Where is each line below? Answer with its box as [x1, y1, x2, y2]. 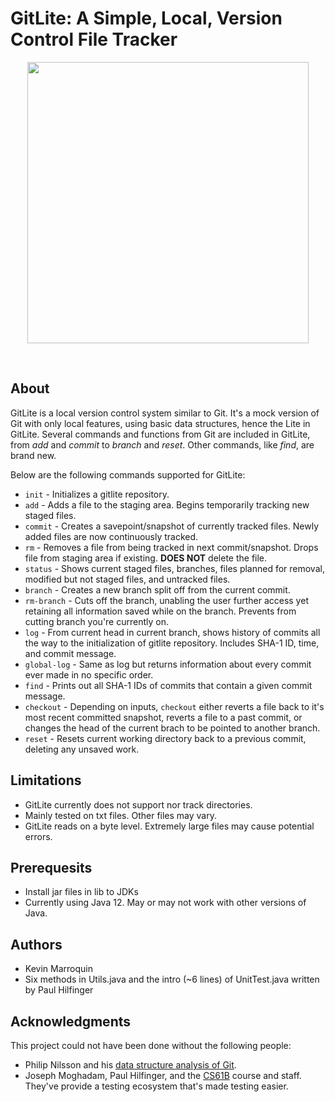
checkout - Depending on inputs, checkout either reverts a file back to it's [24, 700, 325, 712]
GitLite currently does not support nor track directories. [24, 798, 253, 811]
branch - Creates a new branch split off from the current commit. [24, 583, 291, 596]
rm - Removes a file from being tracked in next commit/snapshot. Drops [24, 541, 319, 553]
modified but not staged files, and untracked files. [24, 573, 231, 585]
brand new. [10, 449, 57, 461]
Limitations [10, 772, 82, 789]
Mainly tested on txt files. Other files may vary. [24, 809, 217, 821]
